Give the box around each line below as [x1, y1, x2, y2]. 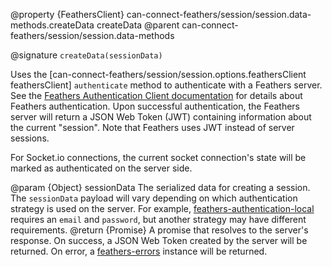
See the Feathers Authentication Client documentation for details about [10, 90, 303, 101]
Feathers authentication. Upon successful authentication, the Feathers [10, 100, 300, 112]
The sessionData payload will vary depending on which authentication [10, 192, 298, 204]
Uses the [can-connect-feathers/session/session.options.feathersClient [10, 69, 307, 80]
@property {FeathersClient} [10, 9, 125, 20]
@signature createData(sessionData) [10, 49, 163, 61]
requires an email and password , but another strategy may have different [10, 214, 307, 225]
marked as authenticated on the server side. [10, 162, 193, 174]
